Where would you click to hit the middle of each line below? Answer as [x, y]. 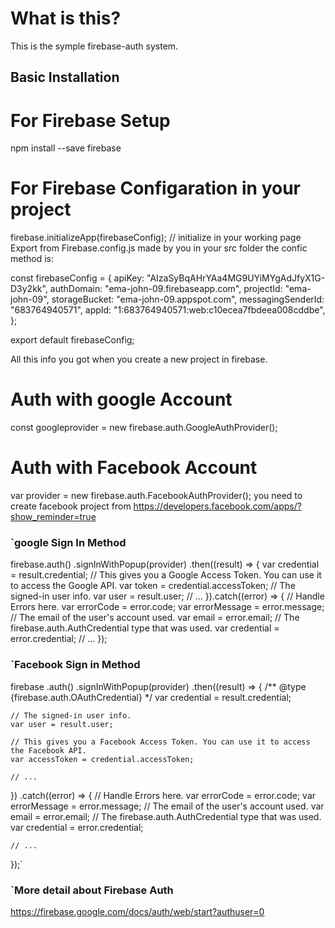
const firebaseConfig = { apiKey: [77, 278]
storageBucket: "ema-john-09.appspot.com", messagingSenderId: [188, 299]
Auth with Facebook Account [134, 468]
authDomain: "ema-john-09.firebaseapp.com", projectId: [166, 289]
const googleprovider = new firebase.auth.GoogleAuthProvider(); [144, 428]
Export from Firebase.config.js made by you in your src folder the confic [159, 248]
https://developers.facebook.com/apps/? [217, 506]
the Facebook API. [48, 750]
